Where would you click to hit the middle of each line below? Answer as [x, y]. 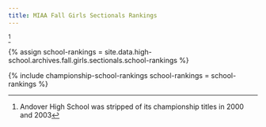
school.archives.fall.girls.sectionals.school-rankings [93, 60]
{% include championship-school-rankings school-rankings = [109, 75]
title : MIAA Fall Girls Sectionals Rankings [83, 15]
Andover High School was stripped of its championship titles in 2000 [131, 106]
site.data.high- [128, 51]
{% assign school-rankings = [55, 51]
